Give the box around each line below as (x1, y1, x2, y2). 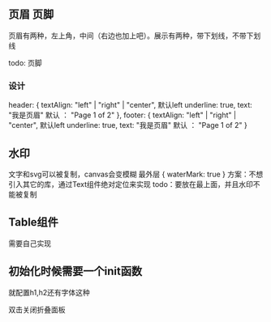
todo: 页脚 (8, 57, 42, 67)
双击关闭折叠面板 (8, 304, 66, 314)
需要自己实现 (8, 238, 51, 248)
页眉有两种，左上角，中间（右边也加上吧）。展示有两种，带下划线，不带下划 (8, 31, 261, 40)
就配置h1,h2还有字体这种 (8, 287, 91, 297)
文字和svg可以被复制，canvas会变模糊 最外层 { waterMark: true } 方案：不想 (8, 169, 264, 179)
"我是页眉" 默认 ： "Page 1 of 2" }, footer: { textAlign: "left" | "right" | (8, 110, 237, 120)
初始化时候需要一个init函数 (8, 265, 143, 278)
